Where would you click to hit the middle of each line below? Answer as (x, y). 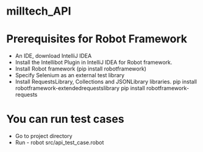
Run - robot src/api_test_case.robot (59, 143)
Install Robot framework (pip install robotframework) (81, 69)
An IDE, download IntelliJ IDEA (53, 56)
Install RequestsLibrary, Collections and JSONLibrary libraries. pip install (106, 82)
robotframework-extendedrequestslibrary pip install (80, 88)
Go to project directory (44, 136)
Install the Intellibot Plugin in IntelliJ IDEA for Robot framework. (94, 63)
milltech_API (39, 11)
